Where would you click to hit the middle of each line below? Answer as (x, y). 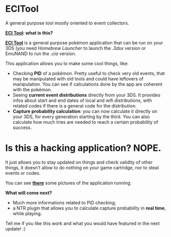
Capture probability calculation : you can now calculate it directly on (85, 111)
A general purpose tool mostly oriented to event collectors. (67, 23)
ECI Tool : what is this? (29, 33)
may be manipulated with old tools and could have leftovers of (78, 78)
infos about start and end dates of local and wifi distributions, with (82, 100)
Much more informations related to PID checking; (64, 202)
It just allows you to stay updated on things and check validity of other (79, 162)
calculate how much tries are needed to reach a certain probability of (85, 122)
